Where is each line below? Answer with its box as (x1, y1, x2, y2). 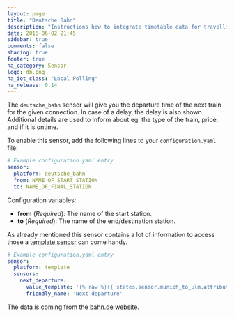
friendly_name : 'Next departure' (25, 290, 123, 297)
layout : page (7, 10, 45, 17)
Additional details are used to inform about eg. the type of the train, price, (7, 116, 219, 124)
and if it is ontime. (7, 123, 58, 131)
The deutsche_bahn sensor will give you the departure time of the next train (7, 100, 221, 109)
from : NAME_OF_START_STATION (13, 176, 98, 183)
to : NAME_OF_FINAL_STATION (13, 183, 92, 190)
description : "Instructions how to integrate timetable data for (7, 23, 201, 30)
